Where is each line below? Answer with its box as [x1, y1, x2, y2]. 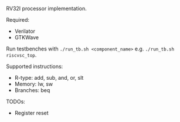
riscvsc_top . [6, 52, 37, 58]
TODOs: [6, 98, 25, 105]
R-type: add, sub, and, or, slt [14, 74, 84, 81]
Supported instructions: [6, 63, 63, 70]
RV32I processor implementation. [6, 5, 87, 12]
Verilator [14, 28, 36, 35]
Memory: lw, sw [14, 80, 53, 87]
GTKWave [14, 34, 39, 40]
